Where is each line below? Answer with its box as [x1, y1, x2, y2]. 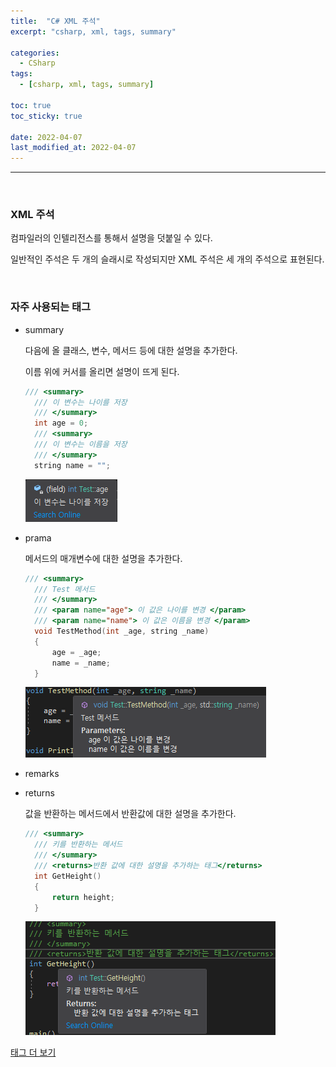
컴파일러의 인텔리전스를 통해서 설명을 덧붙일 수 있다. [10, 232, 213, 244]
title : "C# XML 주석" [10, 16, 101, 26]
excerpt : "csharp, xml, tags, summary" [10, 26, 177, 37]
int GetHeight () [34, 871, 102, 881]
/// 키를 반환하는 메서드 [34, 840, 123, 850]
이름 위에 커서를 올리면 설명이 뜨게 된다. [24, 365, 180, 377]
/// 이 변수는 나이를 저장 [34, 397, 128, 407]
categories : [10, 48, 60, 58]
